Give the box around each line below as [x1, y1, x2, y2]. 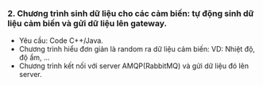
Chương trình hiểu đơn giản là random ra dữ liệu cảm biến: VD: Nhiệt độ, [18, 44, 256, 54]
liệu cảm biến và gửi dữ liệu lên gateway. [7, 17, 168, 29]
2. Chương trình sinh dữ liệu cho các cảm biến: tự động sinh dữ [7, 8, 254, 19]
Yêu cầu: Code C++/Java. [18, 36, 104, 45]
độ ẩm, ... [18, 52, 50, 63]
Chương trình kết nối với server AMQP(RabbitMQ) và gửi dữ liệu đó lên [18, 61, 249, 71]
